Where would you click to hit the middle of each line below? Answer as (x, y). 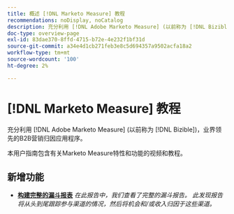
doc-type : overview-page (43, 33)
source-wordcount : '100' (43, 59)
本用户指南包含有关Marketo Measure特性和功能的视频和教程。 (97, 153)
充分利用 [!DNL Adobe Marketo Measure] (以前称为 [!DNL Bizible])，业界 (111, 129)
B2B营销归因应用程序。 (53, 138)
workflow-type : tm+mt (39, 53)
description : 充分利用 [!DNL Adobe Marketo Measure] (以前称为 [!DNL (107, 27)
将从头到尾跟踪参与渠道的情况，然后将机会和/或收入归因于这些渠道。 (116, 204)
